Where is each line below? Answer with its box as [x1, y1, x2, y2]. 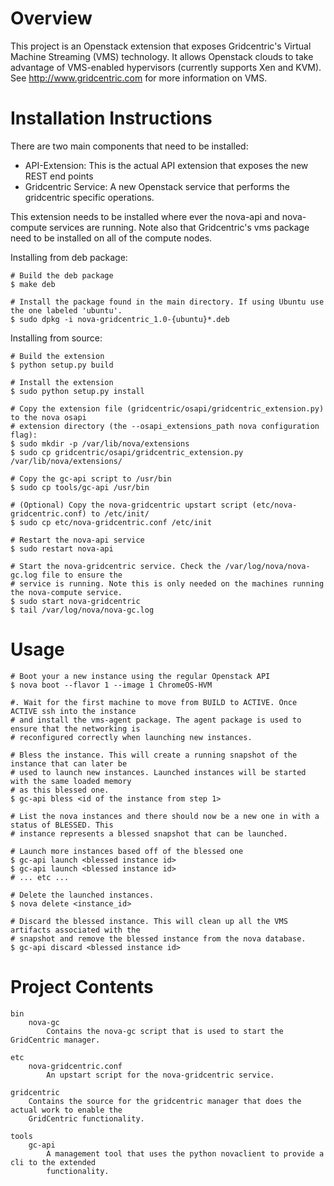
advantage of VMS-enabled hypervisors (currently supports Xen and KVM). [10, 61, 322, 73]
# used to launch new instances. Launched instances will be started [10, 767, 307, 777]
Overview [10, 7, 93, 30]
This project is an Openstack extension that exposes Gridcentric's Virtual [10, 40, 312, 52]
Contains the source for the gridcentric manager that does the [28, 1096, 302, 1106]
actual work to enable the [10, 1105, 123, 1115]
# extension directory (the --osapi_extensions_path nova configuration [10, 421, 320, 431]
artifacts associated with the [10, 925, 141, 935]
